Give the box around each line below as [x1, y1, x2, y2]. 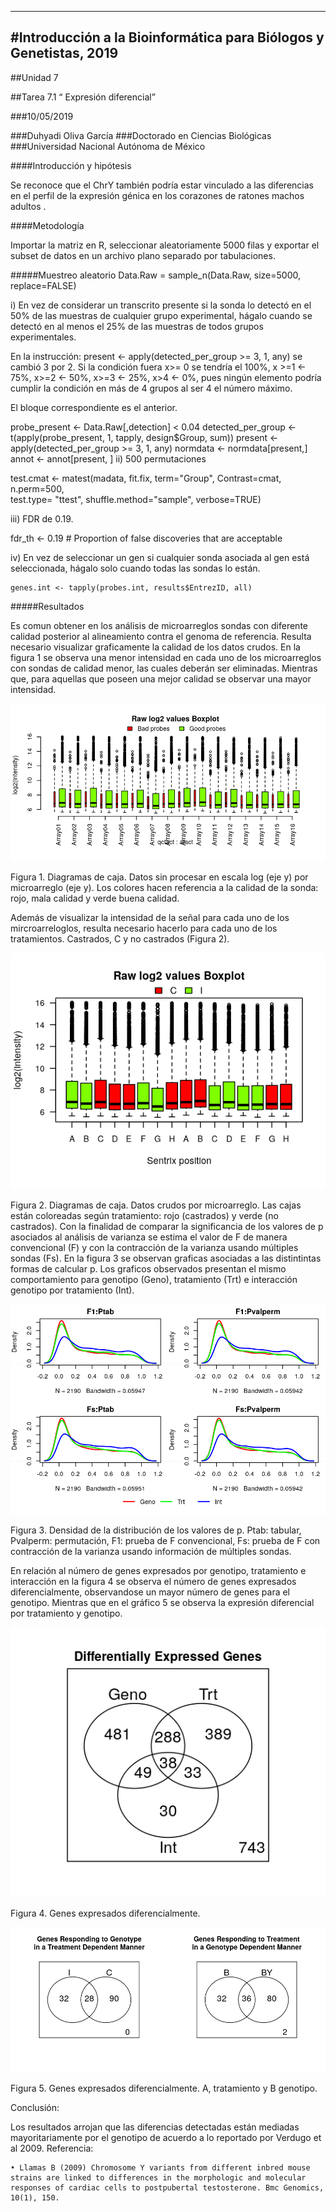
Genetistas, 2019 [10, 45, 119, 62]
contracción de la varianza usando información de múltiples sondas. [10, 1545, 292, 1557]
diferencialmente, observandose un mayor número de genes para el [10, 1586, 291, 1598]
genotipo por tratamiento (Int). [10, 1284, 135, 1296]
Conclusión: [10, 2102, 60, 2114]
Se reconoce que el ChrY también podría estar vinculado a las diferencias [10, 179, 314, 191]
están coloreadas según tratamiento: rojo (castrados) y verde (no [10, 1209, 279, 1221]
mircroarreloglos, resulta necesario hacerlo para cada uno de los [10, 922, 278, 934]
